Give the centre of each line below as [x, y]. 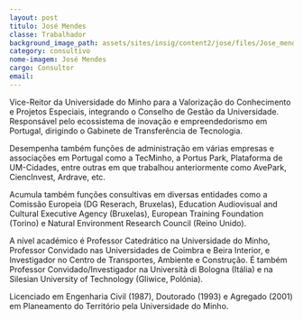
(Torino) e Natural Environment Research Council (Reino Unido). [128, 223]
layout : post [34, 18]
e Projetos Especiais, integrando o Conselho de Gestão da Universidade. [144, 111]
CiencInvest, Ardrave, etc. [58, 177]
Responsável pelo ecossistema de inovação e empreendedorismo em [138, 121]
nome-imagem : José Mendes [58, 59]
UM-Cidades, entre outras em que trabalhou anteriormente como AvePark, [148, 167]
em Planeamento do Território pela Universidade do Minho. [119, 306]
